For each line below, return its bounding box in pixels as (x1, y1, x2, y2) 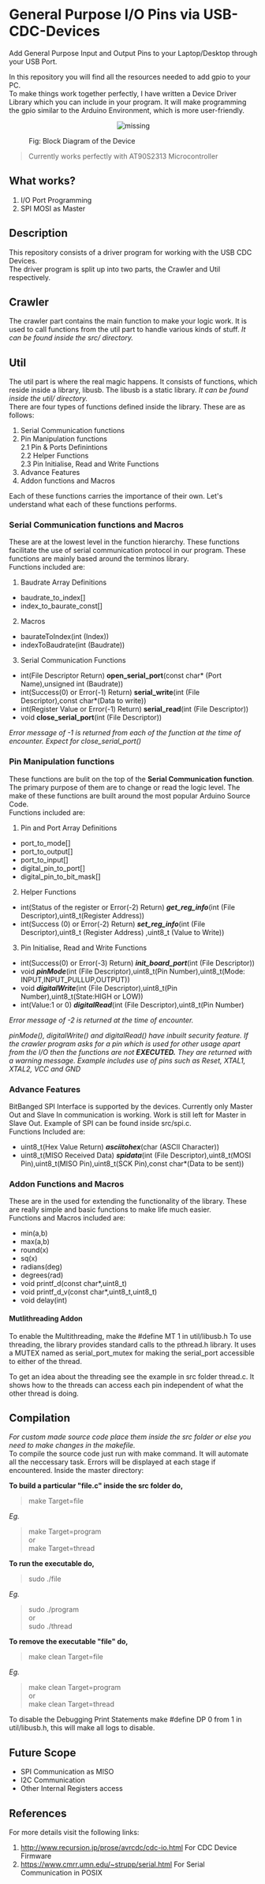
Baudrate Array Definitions (20, 578, 107, 587)
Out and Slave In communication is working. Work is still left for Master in (9, 1110, 247, 1120)
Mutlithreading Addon (9, 1314, 83, 1323)
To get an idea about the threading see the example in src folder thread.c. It (9, 1371, 255, 1381)
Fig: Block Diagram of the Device (28, 136, 136, 145)
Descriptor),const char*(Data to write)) (20, 696, 147, 705)
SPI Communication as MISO (20, 1767, 114, 1777)
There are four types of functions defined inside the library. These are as (9, 402, 245, 412)
